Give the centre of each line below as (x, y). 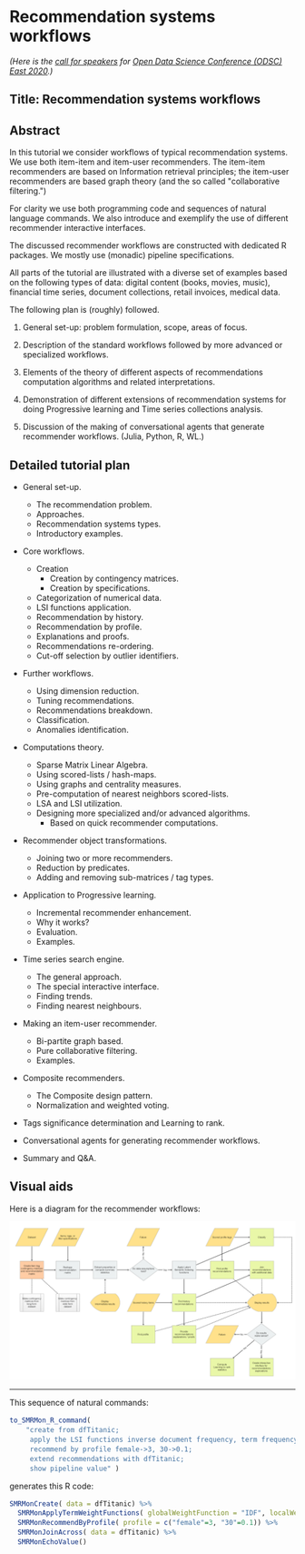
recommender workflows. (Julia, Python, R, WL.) (113, 436)
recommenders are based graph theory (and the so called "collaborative (144, 181)
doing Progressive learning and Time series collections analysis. (143, 409)
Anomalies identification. (82, 729)
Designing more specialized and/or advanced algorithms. (143, 813)
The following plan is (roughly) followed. (85, 310)
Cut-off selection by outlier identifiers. (107, 656)
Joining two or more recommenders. (104, 857)
